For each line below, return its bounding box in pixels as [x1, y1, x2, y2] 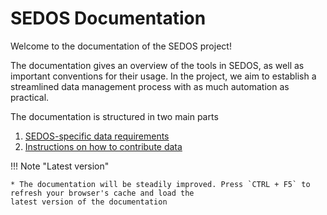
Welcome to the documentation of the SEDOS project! [10, 40, 232, 52]
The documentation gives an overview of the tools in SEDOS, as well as [10, 59, 305, 71]
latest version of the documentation [10, 197, 168, 207]
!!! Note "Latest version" [10, 160, 110, 172]
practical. [10, 91, 50, 103]
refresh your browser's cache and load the [10, 188, 195, 198]
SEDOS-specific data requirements [24, 130, 170, 142]
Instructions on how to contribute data [24, 140, 183, 152]
